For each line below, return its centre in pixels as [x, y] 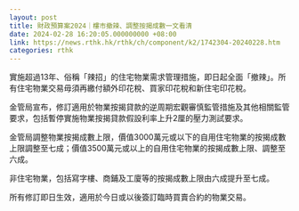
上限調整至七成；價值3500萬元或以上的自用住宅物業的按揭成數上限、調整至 [148, 149]
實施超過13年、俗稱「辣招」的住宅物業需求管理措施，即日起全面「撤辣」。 [144, 77]
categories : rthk [41, 51]
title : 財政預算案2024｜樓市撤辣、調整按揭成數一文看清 [101, 26]
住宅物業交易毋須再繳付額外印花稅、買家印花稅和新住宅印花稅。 [133, 88]
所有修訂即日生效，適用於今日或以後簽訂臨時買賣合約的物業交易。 [130, 198]
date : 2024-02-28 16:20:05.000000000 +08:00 [93, 34]
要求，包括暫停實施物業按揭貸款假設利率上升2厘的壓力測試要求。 [129, 118]
